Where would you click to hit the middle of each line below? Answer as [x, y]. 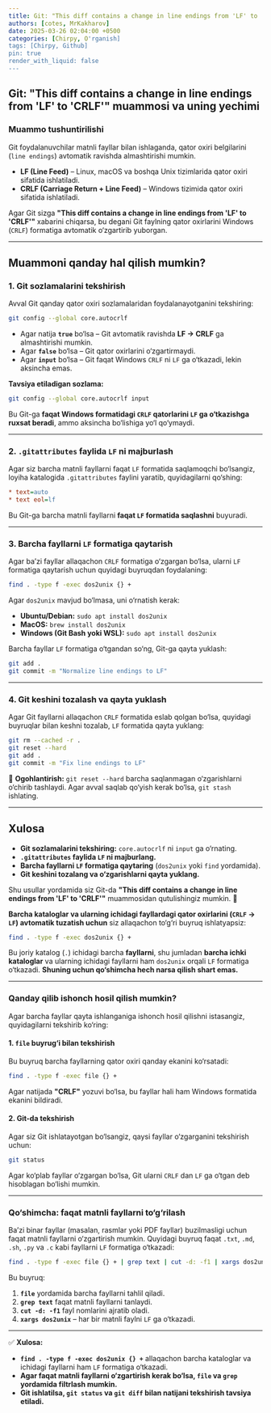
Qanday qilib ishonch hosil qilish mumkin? [93, 998]
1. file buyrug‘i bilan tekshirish [62, 1043]
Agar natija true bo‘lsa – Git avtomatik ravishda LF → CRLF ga [122, 334]
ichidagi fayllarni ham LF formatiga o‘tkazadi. [94, 1367]
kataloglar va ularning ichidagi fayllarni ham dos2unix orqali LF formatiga [129, 961]
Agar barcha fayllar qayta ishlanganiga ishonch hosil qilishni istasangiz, [127, 1016]
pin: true [25, 53]
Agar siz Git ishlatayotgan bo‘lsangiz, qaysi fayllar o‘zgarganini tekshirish [129, 1136]
